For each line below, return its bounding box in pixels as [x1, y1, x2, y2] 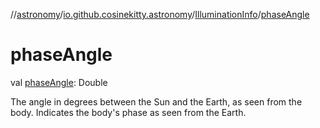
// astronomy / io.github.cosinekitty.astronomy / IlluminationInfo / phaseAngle [10, 9, 310, 20]
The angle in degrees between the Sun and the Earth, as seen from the [10, 95, 303, 108]
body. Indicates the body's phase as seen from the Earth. [10, 106, 247, 118]
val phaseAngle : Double [10, 76, 108, 88]
